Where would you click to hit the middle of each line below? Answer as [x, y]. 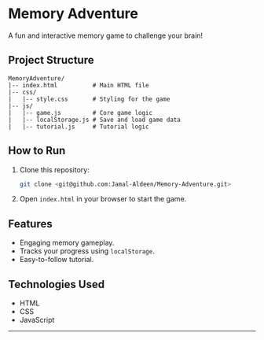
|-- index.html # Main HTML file [79, 85]
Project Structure [51, 60]
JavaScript [37, 320]
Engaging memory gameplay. [67, 243]
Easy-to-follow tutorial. [57, 260]
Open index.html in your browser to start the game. [103, 199]
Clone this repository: [54, 169]
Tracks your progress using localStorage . [87, 251]
